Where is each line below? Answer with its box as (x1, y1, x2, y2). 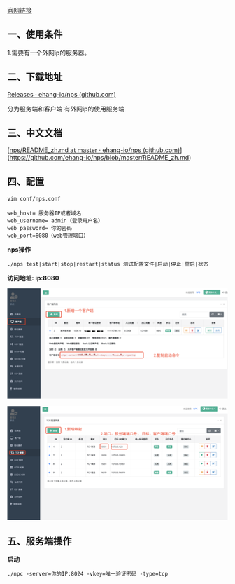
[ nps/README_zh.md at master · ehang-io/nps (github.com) (7, 146, 180, 154)
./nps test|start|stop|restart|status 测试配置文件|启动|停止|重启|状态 (7, 261, 208, 268)
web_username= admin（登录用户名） (7, 217, 104, 224)
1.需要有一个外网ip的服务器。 (7, 48, 91, 57)
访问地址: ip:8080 (7, 274, 59, 283)
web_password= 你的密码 (7, 225, 72, 232)
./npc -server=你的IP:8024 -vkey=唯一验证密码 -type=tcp (7, 571, 169, 578)
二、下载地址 (7, 71, 63, 83)
